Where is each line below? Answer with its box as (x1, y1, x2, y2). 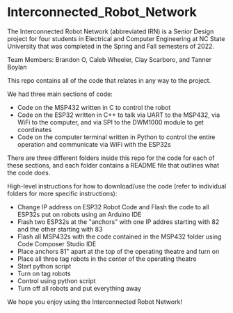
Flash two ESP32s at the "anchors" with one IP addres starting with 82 (17, 217, 220, 226)
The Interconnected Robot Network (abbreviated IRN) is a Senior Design (7, 27, 214, 35)
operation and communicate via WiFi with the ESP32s (17, 140, 172, 148)
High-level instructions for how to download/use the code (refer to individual (7, 182, 227, 190)
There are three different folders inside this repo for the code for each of (7, 154, 215, 162)
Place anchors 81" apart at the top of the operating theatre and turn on (17, 247, 220, 255)
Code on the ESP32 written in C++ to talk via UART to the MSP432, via (17, 111, 220, 119)
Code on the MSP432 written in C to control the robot (17, 103, 171, 111)
